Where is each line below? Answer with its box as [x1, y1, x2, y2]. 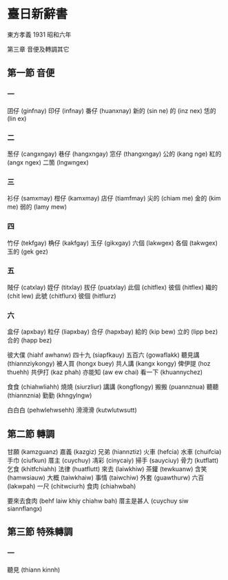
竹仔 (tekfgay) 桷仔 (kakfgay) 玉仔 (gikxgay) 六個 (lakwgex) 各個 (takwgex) [7, 238, 218, 247]
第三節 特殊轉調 [7, 526, 73, 538]
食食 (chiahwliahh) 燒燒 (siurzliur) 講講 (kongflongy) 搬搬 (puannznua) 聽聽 [7, 383, 219, 391]
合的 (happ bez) [7, 336, 52, 344]
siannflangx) [7, 504, 43, 512]
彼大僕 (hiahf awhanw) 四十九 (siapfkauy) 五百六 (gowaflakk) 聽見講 [7, 351, 200, 359]
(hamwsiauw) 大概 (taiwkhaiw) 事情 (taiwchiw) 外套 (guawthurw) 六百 [7, 473, 205, 481]
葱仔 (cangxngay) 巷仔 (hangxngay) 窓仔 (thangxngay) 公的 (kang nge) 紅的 [7, 149, 222, 158]
